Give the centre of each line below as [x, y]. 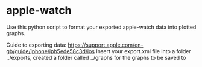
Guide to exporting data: [36, 45]
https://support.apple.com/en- [106, 45]
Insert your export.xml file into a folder [144, 51]
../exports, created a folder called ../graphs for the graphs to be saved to [96, 57]
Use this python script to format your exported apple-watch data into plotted [101, 27]
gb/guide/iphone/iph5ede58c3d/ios [51, 51]
